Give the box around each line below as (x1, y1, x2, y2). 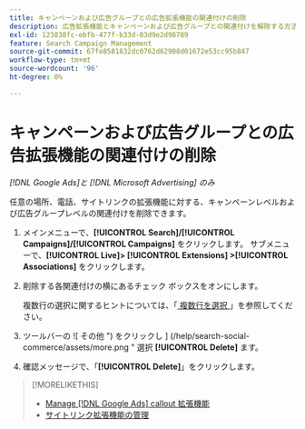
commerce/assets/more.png (22, 342, 130, 353)
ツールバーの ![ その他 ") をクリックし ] (22, 330, 169, 341)
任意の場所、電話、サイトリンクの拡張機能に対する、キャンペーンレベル (9, 196, 280, 207)
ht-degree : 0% (9, 73, 64, 82)
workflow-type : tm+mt (9, 55, 92, 65)
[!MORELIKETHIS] (31, 379, 99, 390)
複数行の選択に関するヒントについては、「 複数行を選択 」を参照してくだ (22, 299, 293, 310)
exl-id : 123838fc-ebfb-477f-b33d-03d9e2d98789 (9, 30, 189, 39)
